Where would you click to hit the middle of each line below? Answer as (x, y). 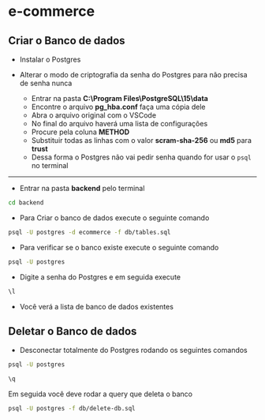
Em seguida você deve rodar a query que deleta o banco (101, 394)
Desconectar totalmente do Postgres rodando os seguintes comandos (134, 351)
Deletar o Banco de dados (73, 331)
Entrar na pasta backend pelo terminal (82, 188)
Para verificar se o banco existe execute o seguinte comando (119, 247)
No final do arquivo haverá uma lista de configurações (119, 124)
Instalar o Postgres (50, 59)
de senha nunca (46, 83)
